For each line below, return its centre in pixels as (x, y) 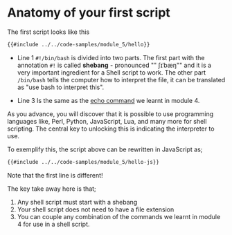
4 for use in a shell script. (53, 224)
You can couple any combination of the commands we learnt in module (119, 216)
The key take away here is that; (52, 189)
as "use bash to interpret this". (61, 87)
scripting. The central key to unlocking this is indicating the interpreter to (111, 129)
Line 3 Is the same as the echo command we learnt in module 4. (108, 100)
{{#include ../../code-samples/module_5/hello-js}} (83, 162)
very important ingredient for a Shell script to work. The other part (111, 72)
